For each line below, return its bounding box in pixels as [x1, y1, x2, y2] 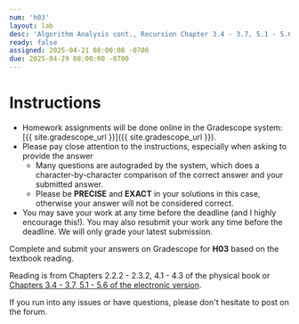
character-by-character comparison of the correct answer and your [35, 169, 284, 180]
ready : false [9, 37, 58, 47]
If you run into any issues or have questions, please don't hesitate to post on [9, 296, 289, 307]
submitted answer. [35, 179, 104, 190]
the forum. [9, 306, 47, 317]
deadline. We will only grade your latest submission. [21, 226, 214, 237]
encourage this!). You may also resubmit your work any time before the [21, 216, 283, 227]
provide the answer [21, 150, 93, 161]
